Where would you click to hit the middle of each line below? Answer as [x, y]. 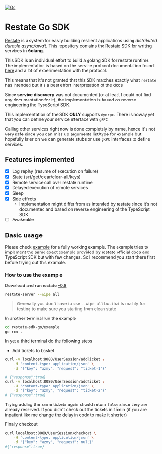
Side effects [24, 199]
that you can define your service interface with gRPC [57, 119]
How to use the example [34, 275]
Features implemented [40, 160]
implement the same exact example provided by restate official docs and [77, 252]
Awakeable [23, 220]
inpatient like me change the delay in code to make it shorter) [66, 415]
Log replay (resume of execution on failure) [55, 171]
